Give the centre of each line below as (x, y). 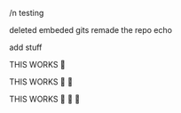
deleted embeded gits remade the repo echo (91, 30)
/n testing (27, 13)
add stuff (26, 47)
